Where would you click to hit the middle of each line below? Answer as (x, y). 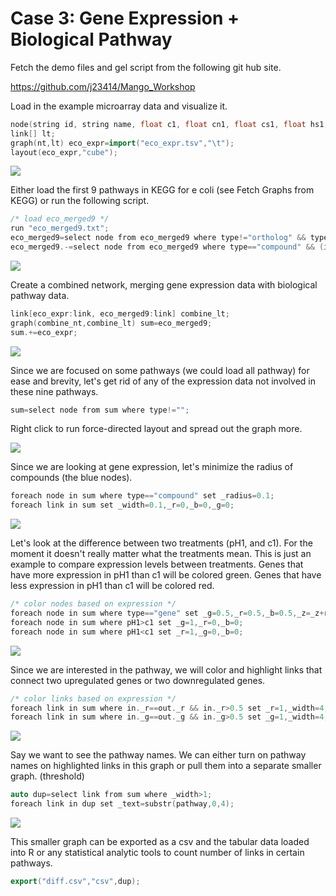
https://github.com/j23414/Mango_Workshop (103, 86)
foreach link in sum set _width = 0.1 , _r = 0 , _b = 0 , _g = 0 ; (122, 505)
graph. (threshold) (47, 776)
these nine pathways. (54, 391)
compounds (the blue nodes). (71, 478)
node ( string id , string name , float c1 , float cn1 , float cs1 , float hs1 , (169, 124)
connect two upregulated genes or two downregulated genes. (138, 680)
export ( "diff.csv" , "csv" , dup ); (75, 882)
